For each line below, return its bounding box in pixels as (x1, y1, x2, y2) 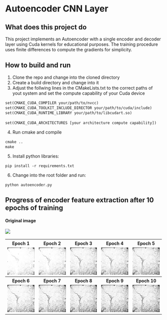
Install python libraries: (12, 153, 60, 159)
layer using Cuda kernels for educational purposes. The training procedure (5, 41, 158, 47)
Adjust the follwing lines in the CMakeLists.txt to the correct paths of (12, 85, 153, 91)
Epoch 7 (43, 278, 61, 284)
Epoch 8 (75, 278, 92, 284)
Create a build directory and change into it (12, 79, 99, 85)
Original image (5, 217, 36, 223)
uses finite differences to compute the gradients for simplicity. (5, 47, 133, 52)
